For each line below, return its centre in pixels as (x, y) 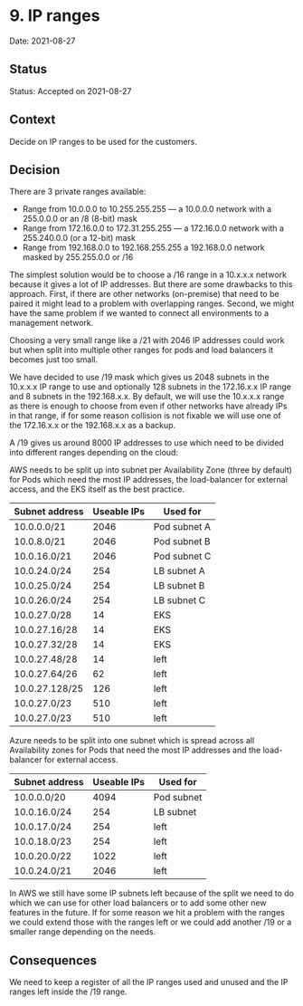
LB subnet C (180, 600)
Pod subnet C (182, 556)
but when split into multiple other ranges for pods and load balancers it (142, 350)
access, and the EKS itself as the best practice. (97, 489)
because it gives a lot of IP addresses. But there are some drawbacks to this (151, 284)
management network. (52, 323)
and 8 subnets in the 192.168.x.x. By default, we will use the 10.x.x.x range (147, 397)
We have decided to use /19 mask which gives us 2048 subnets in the (139, 378)
